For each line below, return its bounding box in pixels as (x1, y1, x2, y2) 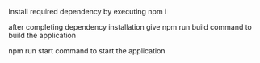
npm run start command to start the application (8, 46, 166, 55)
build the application (8, 31, 77, 40)
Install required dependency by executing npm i (8, 7, 167, 16)
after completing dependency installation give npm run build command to (8, 22, 252, 31)
